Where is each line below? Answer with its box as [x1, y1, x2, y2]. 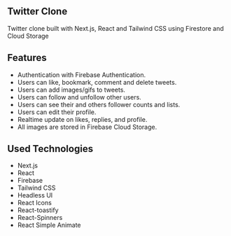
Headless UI [17, 191, 53, 200]
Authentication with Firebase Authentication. [17, 70, 146, 79]
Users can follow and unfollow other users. [17, 92, 141, 101]
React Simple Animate [17, 221, 82, 230]
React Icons [17, 199, 52, 207]
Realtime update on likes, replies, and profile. [17, 115, 148, 123]
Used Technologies [7, 143, 93, 155]
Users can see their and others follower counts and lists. [17, 100, 181, 109]
